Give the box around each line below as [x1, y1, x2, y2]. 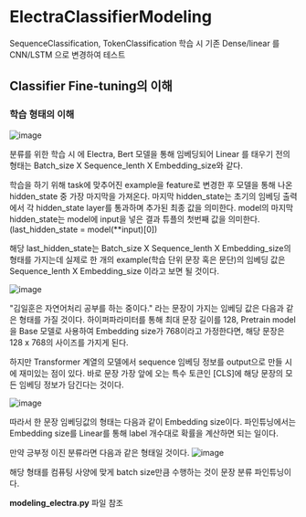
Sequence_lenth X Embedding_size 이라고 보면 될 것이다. [9, 265, 219, 276]
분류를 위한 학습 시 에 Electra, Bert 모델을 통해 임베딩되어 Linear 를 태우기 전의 [9, 148, 290, 159]
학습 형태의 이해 [9, 108, 75, 121]
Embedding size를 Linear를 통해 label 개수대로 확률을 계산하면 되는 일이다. [9, 427, 279, 438]
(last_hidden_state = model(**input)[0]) [9, 224, 158, 235]
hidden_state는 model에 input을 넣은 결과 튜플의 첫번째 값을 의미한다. [9, 213, 260, 225]
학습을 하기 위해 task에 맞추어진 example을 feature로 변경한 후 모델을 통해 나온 [9, 179, 293, 190]
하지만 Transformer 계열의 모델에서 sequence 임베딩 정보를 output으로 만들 [9, 356, 283, 367]
